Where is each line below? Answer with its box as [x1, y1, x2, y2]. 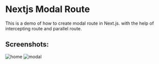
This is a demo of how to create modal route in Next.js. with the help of [5, 20, 154, 26]
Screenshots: [5, 40, 49, 49]
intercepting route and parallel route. [5, 25, 83, 31]
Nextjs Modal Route [5, 4, 90, 15]
